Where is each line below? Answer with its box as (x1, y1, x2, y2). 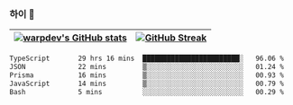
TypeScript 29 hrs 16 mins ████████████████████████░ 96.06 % (9, 54, 284, 64)
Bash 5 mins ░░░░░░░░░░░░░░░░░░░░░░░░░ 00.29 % (9, 87, 284, 96)
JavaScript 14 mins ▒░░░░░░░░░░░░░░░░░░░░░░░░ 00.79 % (9, 79, 284, 88)
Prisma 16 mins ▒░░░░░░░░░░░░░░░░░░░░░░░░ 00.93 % (9, 71, 284, 80)
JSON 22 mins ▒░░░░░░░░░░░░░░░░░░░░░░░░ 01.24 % (9, 63, 284, 72)
